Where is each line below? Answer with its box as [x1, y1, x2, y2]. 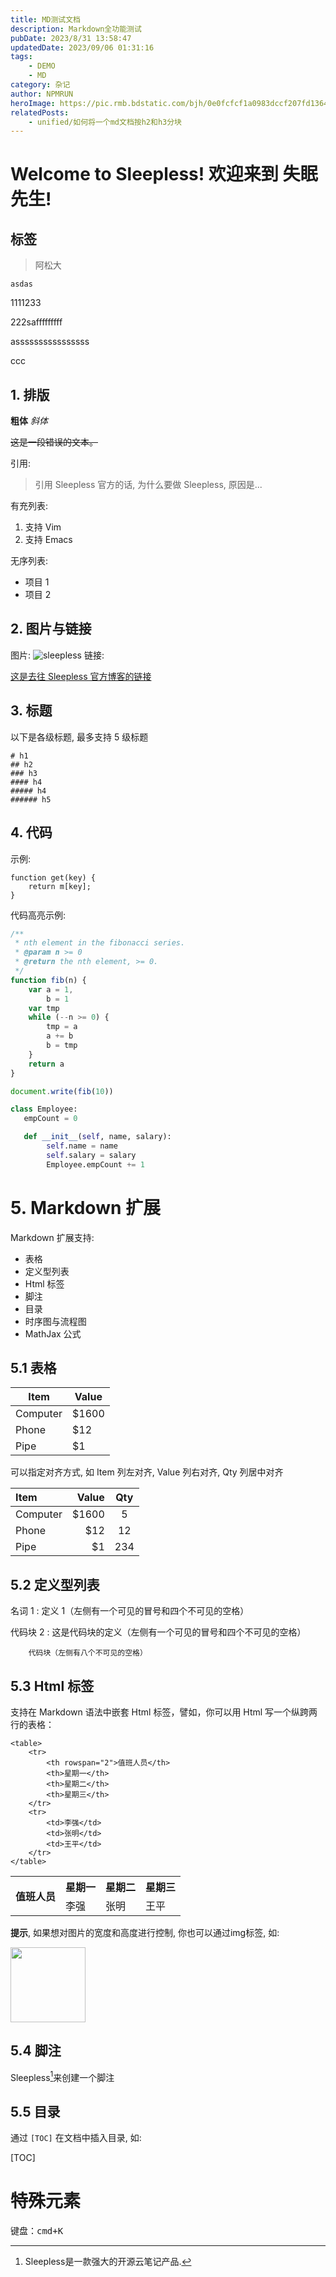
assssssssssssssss [10, 336, 90, 348]
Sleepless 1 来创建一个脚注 [10, 2069, 115, 2083]
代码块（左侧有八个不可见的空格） [28, 1648, 148, 1658]
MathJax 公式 [24, 1327, 82, 1340]
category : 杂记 [10, 80, 71, 90]
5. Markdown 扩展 [10, 1196, 161, 1219]
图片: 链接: [10, 649, 105, 661]
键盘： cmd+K [10, 2225, 64, 2237]
